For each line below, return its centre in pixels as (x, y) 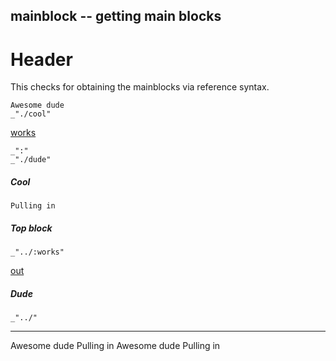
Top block (31, 228)
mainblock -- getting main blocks (116, 16)
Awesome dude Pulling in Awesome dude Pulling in (115, 346)
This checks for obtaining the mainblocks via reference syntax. (140, 87)
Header (41, 59)
